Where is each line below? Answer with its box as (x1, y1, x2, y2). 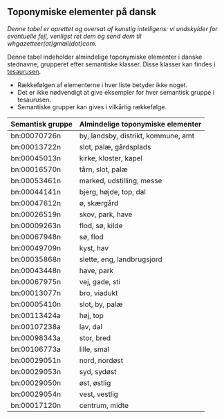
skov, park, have (79, 209, 133, 219)
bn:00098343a (10, 333, 61, 342)
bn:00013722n (10, 142, 61, 151)
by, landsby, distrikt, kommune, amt (79, 131, 195, 140)
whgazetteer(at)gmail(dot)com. (7, 39, 97, 48)
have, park (79, 266, 114, 275)
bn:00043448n (10, 266, 61, 275)
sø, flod (79, 232, 104, 241)
